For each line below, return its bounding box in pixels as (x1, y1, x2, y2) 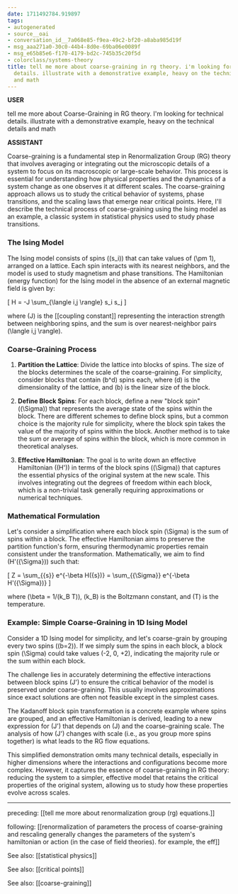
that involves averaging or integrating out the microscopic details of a (7, 160, 210, 168)
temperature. (7, 600, 45, 609)
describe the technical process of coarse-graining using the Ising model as (7, 205, 227, 214)
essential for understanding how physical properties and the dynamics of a (7, 175, 227, 183)
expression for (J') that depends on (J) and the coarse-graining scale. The (7, 722, 225, 730)
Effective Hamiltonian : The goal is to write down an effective (17, 456, 196, 464)
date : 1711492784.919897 (7, 10, 81, 18)
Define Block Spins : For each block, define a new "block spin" (17, 397, 200, 405)
